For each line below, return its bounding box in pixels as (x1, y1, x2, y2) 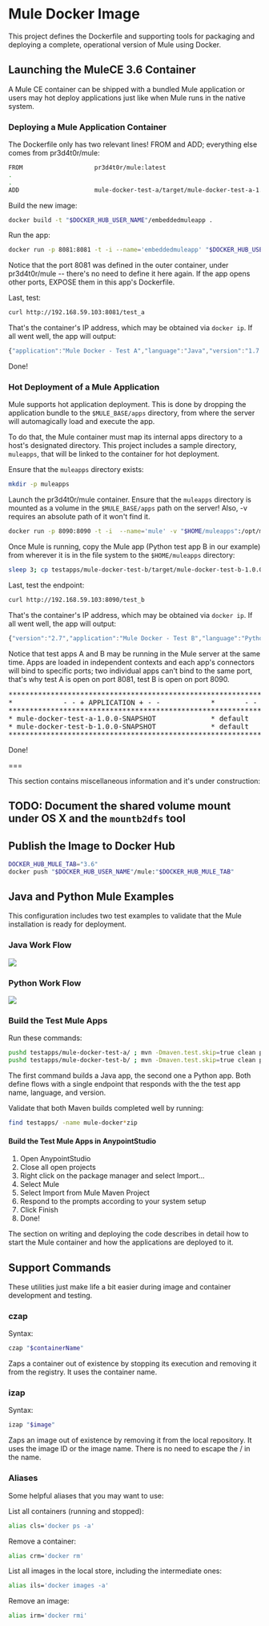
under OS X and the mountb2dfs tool (8, 812, 186, 825)
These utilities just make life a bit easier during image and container (8, 1282, 231, 1292)
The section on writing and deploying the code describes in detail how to (8, 1229, 249, 1239)
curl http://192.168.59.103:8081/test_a (8, 309, 146, 317)
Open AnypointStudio (19, 1154, 91, 1164)
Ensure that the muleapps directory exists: (8, 465, 144, 474)
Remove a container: (8, 1536, 77, 1546)
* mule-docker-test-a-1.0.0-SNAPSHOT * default (8, 714, 250, 723)
